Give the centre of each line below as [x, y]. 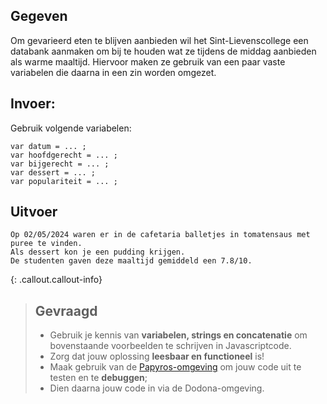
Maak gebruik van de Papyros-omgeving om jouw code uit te [175, 367]
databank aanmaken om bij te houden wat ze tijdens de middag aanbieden [163, 51]
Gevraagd [66, 310]
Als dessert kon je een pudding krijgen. [98, 252]
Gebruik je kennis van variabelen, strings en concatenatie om [178, 335]
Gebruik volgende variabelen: [71, 128]
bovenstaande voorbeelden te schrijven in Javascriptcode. [170, 346]
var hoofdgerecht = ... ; [64, 155]
